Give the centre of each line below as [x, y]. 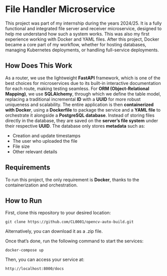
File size [21, 146]
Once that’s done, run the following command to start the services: [74, 241]
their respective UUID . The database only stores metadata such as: [75, 126]
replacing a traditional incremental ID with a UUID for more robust [73, 99]
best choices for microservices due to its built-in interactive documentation [83, 83]
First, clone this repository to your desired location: [58, 213]
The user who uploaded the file [45, 141]
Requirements [28, 168]
